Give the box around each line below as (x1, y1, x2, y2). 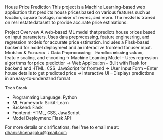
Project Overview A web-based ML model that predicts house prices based (5, 29, 156, 35)
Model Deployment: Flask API (12, 115, 71, 121)
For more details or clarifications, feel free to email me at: (5, 124, 120, 130)
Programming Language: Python (12, 94, 77, 100)
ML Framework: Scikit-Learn (12, 100, 69, 105)
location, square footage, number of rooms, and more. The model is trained (5, 15, 156, 20)
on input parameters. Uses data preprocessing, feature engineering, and (5, 34, 150, 40)
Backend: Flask (12, 105, 43, 110)
